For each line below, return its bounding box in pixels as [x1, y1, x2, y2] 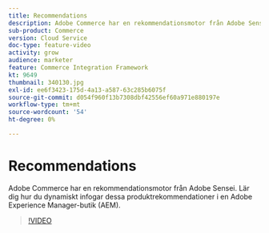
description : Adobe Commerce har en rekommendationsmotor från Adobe [8, 19, 246, 27]
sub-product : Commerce [8, 26, 84, 34]
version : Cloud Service [8, 34, 88, 42]
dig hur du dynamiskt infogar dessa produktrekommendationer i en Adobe [8, 192, 253, 201]
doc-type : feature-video [8, 41, 91, 49]
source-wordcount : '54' [8, 109, 88, 116]
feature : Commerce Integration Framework [8, 64, 149, 72]
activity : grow [8, 49, 59, 57]
